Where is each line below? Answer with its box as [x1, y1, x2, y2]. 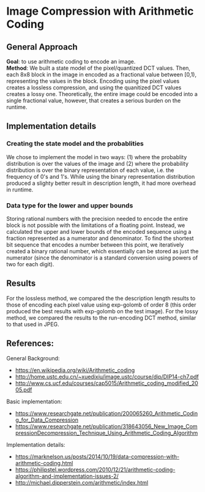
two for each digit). [6, 260, 54, 267]
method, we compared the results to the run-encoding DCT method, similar [6, 314, 196, 321]
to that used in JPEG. [6, 320, 59, 328]
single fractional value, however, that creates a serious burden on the [6, 97, 181, 104]
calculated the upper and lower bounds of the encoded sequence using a [6, 228, 192, 235]
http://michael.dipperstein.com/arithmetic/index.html [15, 479, 149, 486]
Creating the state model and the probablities [6, 140, 144, 148]
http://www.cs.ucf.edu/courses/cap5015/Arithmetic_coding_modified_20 [15, 379, 199, 387]
